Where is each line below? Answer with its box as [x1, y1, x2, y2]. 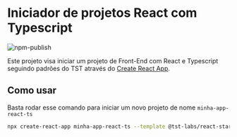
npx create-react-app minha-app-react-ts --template [7, 123, 166, 130]
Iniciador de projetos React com [7, 5, 197, 21]
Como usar [7, 84, 57, 96]
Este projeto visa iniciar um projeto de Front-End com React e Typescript [7, 56, 219, 65]
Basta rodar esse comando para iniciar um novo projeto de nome [7, 103, 196, 112]
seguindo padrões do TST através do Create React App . [7, 64, 171, 72]
